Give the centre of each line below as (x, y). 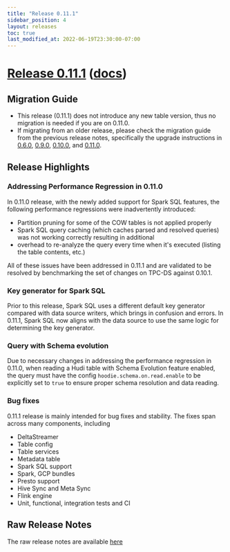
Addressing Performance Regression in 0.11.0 (85, 186)
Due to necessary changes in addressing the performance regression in (109, 361)
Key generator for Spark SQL (56, 290)
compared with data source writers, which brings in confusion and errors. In (115, 313)
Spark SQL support (45, 466)
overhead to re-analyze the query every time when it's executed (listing (119, 244)
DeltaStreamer (38, 436)
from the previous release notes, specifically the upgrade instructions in (119, 138)
